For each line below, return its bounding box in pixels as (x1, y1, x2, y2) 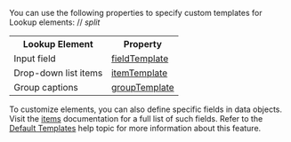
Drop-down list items (13, 67, 103, 79)
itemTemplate (110, 67, 168, 79)
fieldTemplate (110, 52, 169, 65)
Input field (13, 52, 56, 65)
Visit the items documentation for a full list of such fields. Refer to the (9, 114, 263, 123)
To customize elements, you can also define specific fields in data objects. (9, 104, 283, 114)
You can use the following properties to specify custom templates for (9, 8, 263, 18)
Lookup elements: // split (9, 17, 101, 28)
